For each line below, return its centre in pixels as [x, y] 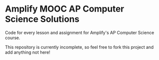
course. [13, 38]
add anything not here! [28, 52]
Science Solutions [42, 19]
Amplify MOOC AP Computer [65, 9]
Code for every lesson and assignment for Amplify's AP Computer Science [79, 32]
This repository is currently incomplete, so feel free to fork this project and [79, 47]
